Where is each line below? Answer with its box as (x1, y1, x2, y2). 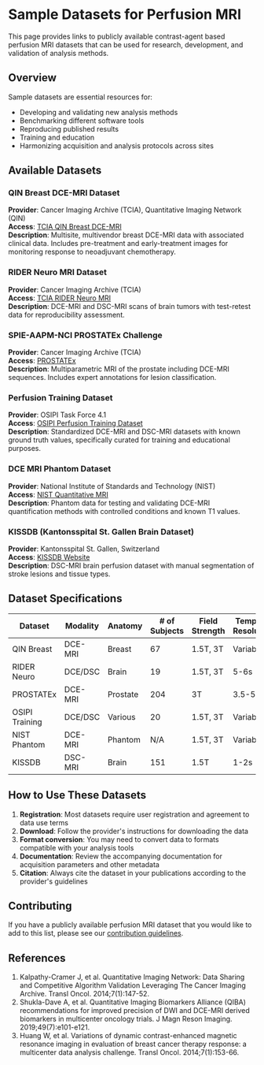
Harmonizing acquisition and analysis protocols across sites (19, 140, 214, 151)
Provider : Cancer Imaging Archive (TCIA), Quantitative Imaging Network (8, 205, 242, 214)
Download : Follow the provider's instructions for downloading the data (19, 826, 249, 836)
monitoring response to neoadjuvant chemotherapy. (8, 247, 177, 257)
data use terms (19, 817, 69, 827)
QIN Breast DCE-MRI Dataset (8, 188, 120, 199)
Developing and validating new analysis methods (19, 107, 178, 117)
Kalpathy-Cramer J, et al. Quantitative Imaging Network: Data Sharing (19, 972, 245, 982)
